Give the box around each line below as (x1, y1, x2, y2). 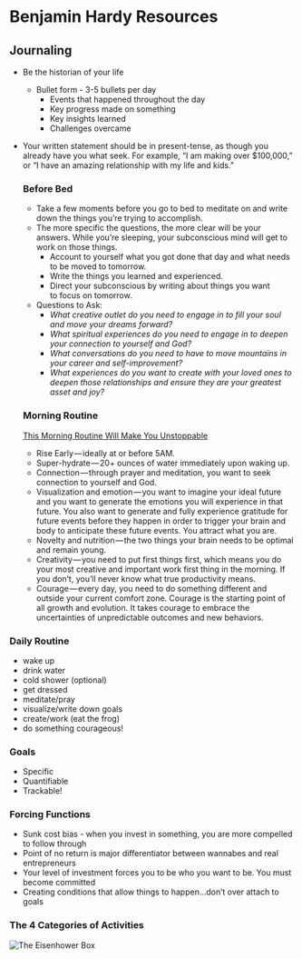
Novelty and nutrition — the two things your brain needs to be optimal (35, 534, 294, 545)
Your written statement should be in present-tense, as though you (22, 141, 269, 151)
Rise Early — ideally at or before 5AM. (35, 447, 175, 458)
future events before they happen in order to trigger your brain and (35, 515, 287, 526)
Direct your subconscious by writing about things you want (49, 280, 270, 292)
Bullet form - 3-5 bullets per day (35, 85, 157, 95)
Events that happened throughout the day (49, 94, 206, 105)
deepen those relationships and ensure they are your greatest (49, 377, 282, 388)
